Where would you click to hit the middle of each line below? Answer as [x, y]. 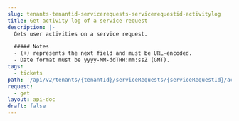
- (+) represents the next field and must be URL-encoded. [103, 53]
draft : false [27, 106]
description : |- [31, 27]
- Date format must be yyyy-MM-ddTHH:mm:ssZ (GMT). [92, 60]
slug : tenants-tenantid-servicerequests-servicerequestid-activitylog [114, 14]
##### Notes [32, 47]
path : [15, 80]
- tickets [28, 73]
